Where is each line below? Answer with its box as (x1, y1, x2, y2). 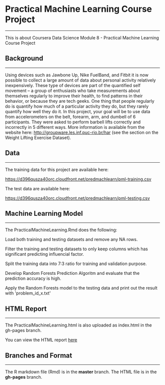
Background (5, 54, 43, 62)
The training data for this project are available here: (5, 166, 109, 173)
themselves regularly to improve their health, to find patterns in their (5, 92, 143, 99)
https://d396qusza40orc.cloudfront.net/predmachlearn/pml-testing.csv (5, 195, 150, 201)
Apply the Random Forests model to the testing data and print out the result (5, 285, 158, 291)
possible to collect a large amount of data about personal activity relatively (5, 77, 156, 83)
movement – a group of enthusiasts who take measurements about (5, 88, 140, 93)
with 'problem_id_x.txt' (5, 290, 51, 296)
